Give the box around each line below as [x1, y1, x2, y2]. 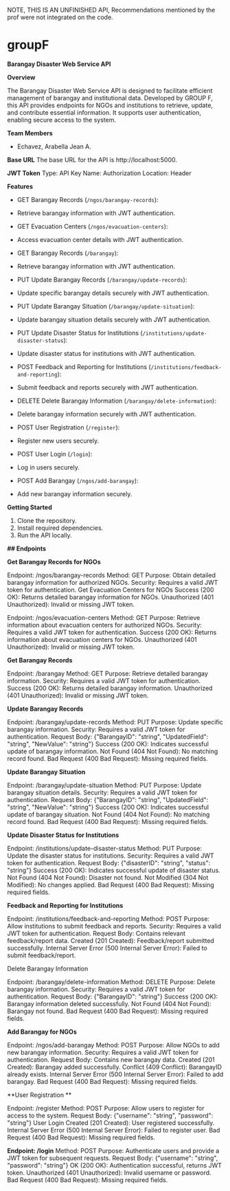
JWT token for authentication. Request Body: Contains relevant [7, 929, 186, 937]
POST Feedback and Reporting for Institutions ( [16, 362, 151, 370]
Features [7, 182, 33, 190]
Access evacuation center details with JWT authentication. [16, 235, 184, 243]
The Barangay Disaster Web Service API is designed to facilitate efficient [7, 86, 213, 95]
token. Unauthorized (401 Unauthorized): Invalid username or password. [7, 1168, 211, 1177]
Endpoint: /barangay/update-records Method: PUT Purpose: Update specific [7, 717, 223, 726]
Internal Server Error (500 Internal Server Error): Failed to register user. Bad [7, 1126, 220, 1134]
